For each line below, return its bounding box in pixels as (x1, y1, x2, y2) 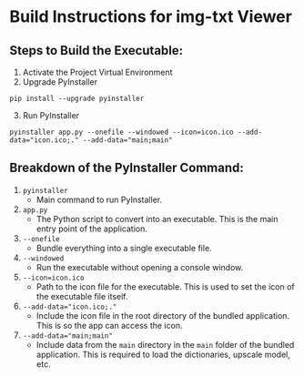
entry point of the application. (35, 223, 147, 234)
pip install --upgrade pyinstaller (9, 94, 145, 103)
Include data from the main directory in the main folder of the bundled (35, 339, 295, 350)
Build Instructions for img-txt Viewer (9, 6, 293, 27)
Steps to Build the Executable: (9, 43, 184, 58)
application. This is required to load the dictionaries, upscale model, (35, 349, 291, 360)
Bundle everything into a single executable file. (35, 242, 212, 253)
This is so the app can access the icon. (35, 320, 183, 331)
